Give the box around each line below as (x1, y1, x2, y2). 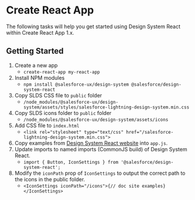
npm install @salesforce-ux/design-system (23, 82, 129, 87)
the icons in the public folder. (14, 175, 85, 182)
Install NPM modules (14, 74, 65, 81)
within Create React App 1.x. (6, 29, 75, 36)
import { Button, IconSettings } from (23, 159, 119, 165)
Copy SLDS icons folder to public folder (14, 109, 112, 116)
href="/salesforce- (126, 129, 174, 135)
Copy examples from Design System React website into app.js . (14, 139, 168, 147)
